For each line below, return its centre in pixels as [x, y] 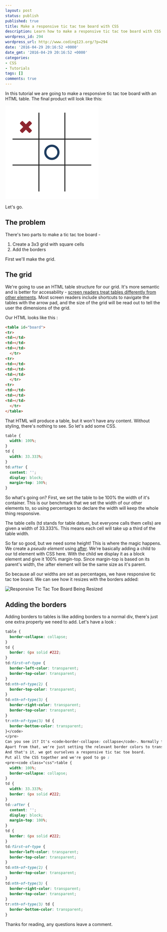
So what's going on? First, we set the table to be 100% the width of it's [78, 498]
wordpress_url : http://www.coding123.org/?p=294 [56, 42]
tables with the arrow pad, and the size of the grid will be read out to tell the [83, 302]
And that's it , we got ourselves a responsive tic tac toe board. [75, 752]
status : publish [22, 16]
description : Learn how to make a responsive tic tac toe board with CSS [83, 32]
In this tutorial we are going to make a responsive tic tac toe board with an [81, 93]
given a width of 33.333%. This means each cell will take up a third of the [80, 528]
